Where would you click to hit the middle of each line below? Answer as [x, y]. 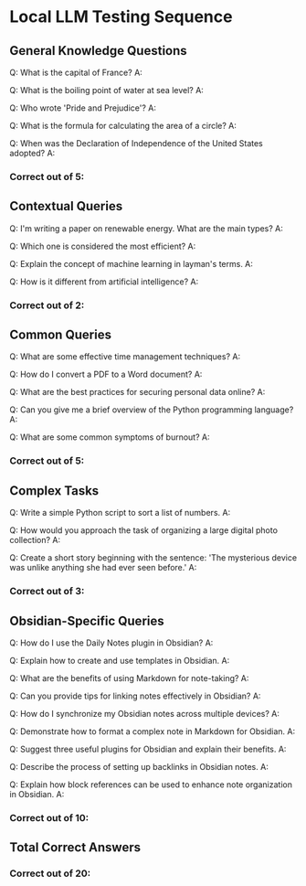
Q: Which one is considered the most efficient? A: [103, 246]
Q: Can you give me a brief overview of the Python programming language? [152, 410]
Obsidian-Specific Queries [87, 620]
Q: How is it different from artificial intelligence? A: [104, 282]
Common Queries [61, 335]
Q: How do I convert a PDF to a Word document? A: [106, 374]
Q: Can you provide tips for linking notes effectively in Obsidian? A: [135, 696]
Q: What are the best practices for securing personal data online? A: [137, 392]
